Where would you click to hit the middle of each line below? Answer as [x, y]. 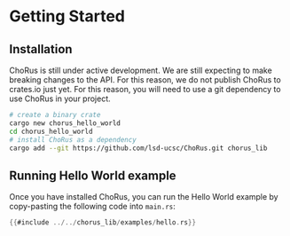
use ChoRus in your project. [60, 98]
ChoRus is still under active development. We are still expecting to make [141, 70]
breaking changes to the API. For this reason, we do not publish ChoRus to [145, 80]
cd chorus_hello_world [51, 131]
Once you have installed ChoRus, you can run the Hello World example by [144, 197]
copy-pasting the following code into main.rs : [92, 207]
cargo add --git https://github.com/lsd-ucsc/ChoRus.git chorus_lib [138, 148]
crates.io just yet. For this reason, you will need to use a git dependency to [145, 89]
